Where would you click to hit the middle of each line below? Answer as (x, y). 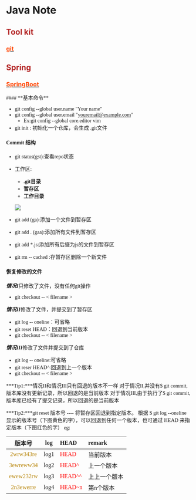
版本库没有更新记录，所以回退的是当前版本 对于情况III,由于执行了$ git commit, (98, 393)
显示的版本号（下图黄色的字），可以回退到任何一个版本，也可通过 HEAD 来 (95, 420)
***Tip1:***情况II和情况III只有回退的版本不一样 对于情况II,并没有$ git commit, (97, 386)
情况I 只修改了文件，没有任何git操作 (48, 286)
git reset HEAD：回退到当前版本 (51, 329)
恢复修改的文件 (24, 271)
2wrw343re (23, 454)
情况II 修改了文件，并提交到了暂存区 (49, 310)
